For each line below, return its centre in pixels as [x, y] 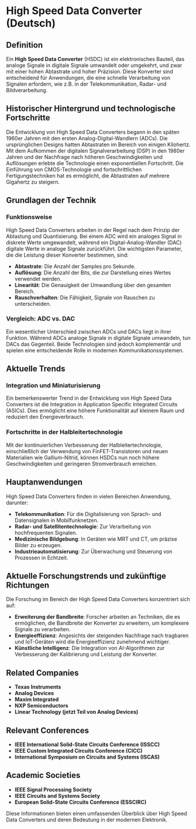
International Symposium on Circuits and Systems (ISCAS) [87, 757]
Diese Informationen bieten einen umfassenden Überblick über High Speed [97, 813]
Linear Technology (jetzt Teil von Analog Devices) [76, 712]
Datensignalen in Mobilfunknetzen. [56, 520]
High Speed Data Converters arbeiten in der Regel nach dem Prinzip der [93, 230]
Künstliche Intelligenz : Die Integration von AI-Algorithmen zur [90, 648]
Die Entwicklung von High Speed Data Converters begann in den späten [93, 132]
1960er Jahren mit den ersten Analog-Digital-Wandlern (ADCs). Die [87, 138]
